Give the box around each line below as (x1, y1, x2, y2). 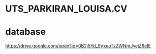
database (5, 26, 46, 38)
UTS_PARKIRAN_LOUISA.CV (5, 3, 128, 15)
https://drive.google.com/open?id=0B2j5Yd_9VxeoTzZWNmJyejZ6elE (5, 43, 151, 49)
